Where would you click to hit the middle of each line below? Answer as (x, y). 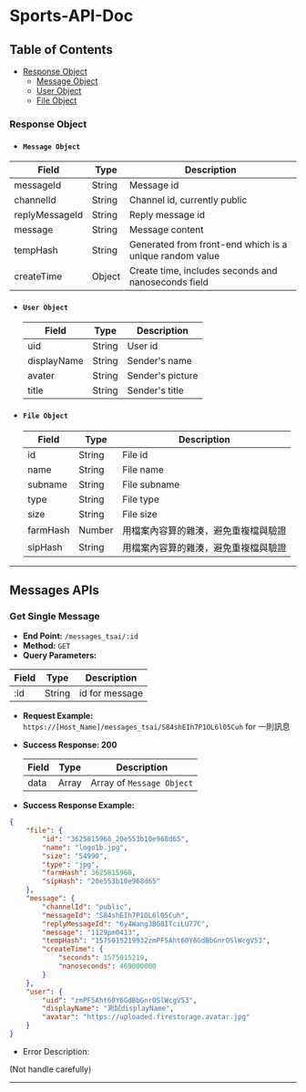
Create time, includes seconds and (203, 271)
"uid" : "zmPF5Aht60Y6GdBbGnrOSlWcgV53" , (120, 1000)
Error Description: (56, 1051)
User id (143, 346)
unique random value (174, 256)
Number (96, 530)
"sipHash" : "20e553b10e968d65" (102, 881)
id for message (111, 693)
